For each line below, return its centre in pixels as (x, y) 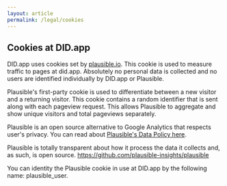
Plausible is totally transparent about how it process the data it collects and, (113, 148)
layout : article (30, 13)
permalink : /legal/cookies (45, 20)
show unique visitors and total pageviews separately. (82, 114)
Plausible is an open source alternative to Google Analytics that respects (109, 127)
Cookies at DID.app (49, 48)
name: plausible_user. (38, 176)
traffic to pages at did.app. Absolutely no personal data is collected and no (112, 71)
